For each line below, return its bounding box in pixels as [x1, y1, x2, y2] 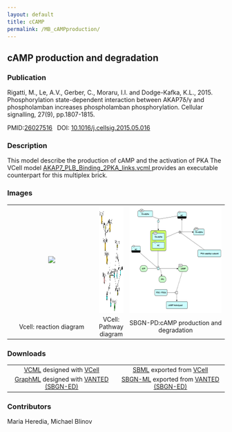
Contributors [7, 402, 52, 411]
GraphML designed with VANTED [14, 376, 109, 384]
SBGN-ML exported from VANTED [121, 376, 220, 384]
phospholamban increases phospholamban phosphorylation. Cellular [7, 103, 204, 112]
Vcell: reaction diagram [19, 322, 85, 331]
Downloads [7, 349, 46, 358]
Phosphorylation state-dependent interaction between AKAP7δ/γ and [7, 96, 205, 104]
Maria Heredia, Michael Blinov [7, 418, 93, 426]
